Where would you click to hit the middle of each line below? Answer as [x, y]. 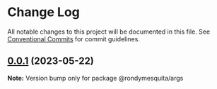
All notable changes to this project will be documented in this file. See [109, 32]
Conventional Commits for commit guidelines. [74, 39]
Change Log [43, 12]
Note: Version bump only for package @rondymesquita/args [95, 78]
